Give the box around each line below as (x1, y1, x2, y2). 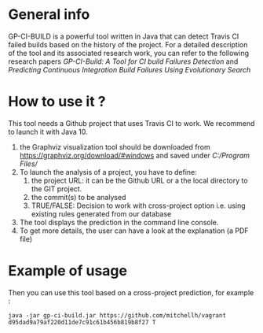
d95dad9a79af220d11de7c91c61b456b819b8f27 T (8, 318, 156, 326)
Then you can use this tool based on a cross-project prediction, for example (8, 287, 254, 297)
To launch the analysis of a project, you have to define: (19, 167, 198, 176)
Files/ (19, 159, 38, 168)
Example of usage (8, 262, 128, 280)
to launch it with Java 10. (8, 127, 88, 136)
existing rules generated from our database (31, 209, 172, 218)
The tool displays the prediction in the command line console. (19, 217, 219, 227)
